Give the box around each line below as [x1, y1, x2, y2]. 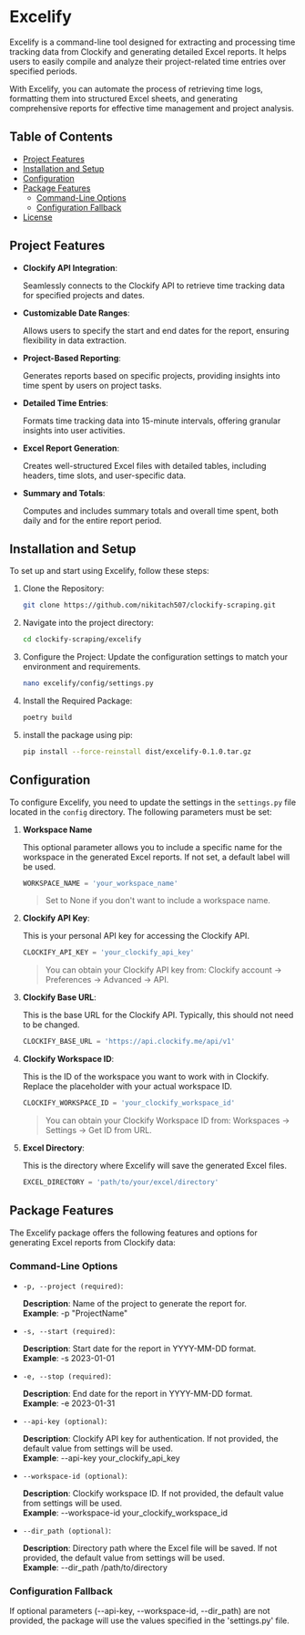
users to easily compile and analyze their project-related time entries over [9, 56, 287, 67]
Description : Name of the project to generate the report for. [22, 1298, 248, 1309]
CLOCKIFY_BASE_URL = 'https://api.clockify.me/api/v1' [22, 1037, 236, 1047]
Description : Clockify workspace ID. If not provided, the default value [22, 1488, 284, 1499]
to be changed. [22, 1019, 80, 1030]
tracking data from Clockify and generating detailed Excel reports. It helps [9, 46, 287, 57]
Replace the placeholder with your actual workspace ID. [22, 1081, 232, 1092]
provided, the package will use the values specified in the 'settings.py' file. [9, 1615, 290, 1626]
